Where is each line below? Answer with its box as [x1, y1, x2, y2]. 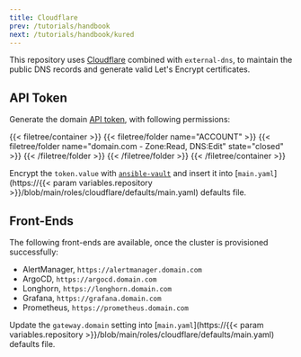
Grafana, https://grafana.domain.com [22, 293, 162, 303]
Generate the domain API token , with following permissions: [9, 114, 231, 125]
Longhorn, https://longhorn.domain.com [22, 283, 173, 293]
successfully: [9, 246, 58, 257]
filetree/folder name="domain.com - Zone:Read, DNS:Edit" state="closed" [9, 141, 285, 152]
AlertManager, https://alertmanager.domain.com [22, 264, 202, 274]
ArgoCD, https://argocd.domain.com [22, 273, 157, 284]
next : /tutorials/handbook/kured [9, 30, 135, 39]
